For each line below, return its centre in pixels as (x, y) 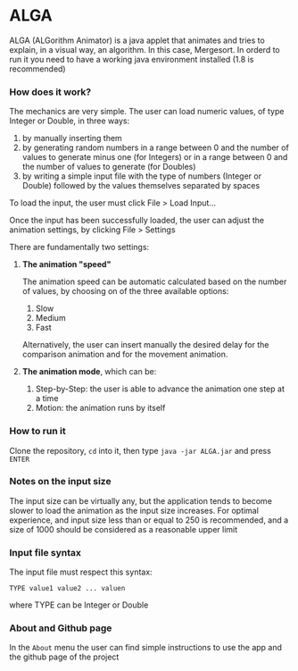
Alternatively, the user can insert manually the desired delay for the (145, 345)
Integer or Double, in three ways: (70, 121)
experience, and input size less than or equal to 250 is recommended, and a (149, 520)
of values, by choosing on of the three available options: (125, 291)
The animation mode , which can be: (89, 372)
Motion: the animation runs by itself (100, 408)
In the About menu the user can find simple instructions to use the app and (146, 648)
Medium (50, 318)
